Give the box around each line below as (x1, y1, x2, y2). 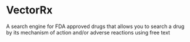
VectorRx (6, 3, 53, 17)
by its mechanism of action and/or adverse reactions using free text (6, 29, 171, 36)
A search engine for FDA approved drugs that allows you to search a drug (6, 23, 185, 30)
